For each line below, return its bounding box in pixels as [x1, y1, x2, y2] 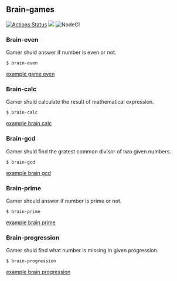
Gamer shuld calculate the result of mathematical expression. [6, 98, 154, 105]
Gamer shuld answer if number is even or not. [6, 49, 117, 56]
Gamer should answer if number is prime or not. [6, 197, 122, 204]
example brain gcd [6, 169, 52, 176]
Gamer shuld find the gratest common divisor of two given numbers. [6, 148, 172, 155]
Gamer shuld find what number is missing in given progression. [6, 247, 159, 254]
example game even [6, 70, 55, 78]
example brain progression [6, 269, 71, 276]
